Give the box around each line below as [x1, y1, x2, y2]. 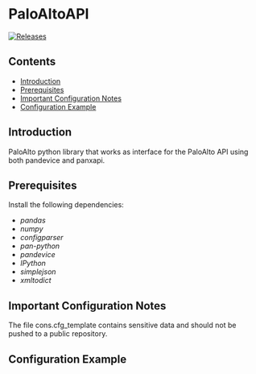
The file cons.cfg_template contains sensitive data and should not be [8, 320, 237, 330]
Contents [8, 55, 56, 69]
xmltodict [19, 276, 52, 285]
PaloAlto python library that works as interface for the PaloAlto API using [8, 147, 249, 156]
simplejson [19, 267, 56, 276]
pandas [19, 215, 46, 226]
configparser [19, 233, 64, 243]
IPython [19, 259, 47, 268]
